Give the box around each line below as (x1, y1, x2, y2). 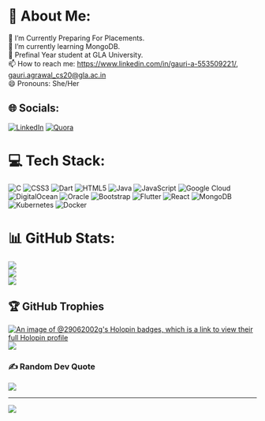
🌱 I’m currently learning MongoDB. (8, 41, 121, 51)
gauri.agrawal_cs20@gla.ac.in (8, 70, 106, 80)
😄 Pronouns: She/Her (8, 78, 80, 88)
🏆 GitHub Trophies (8, 300, 105, 314)
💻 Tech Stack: (8, 152, 106, 169)
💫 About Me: (8, 7, 91, 25)
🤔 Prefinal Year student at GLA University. (8, 50, 144, 59)
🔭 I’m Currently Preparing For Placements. (8, 33, 145, 43)
